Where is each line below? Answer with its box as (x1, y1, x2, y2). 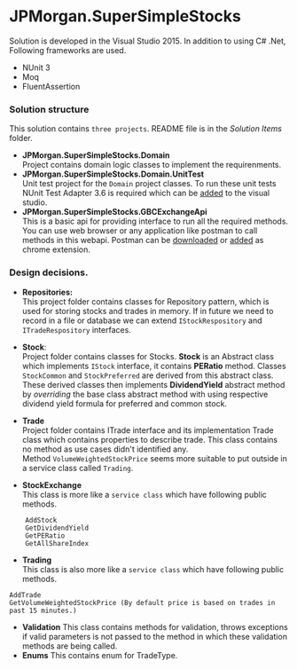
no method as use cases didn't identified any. (21, 444, 189, 454)
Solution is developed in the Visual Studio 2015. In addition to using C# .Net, (9, 35, 286, 46)
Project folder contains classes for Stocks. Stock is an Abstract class (21, 350, 275, 361)
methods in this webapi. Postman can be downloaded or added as (21, 235, 264, 246)
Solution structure (9, 103, 90, 115)
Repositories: (21, 287, 74, 297)
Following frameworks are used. (9, 44, 127, 55)
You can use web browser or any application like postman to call (21, 225, 258, 236)
